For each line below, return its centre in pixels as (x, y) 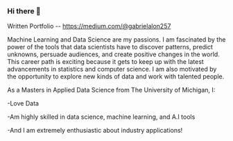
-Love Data (23, 103)
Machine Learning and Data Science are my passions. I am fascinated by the (116, 40)
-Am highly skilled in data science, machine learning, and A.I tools (101, 117)
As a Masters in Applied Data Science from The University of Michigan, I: (111, 90)
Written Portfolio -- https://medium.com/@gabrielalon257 (89, 26)
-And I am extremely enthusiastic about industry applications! (95, 131)
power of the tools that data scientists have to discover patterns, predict (110, 47)
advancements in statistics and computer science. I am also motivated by (112, 69)
